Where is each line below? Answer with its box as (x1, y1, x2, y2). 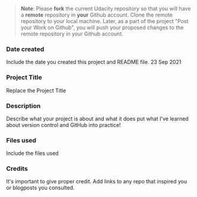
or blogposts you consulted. (6, 184, 75, 192)
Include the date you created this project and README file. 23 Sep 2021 (6, 59, 182, 66)
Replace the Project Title (6, 87, 66, 94)
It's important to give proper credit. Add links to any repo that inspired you (6, 178, 188, 185)
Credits (6, 164, 28, 173)
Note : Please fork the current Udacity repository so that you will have (20, 5, 191, 12)
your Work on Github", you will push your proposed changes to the (20, 24, 184, 31)
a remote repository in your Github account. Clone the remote (20, 11, 173, 18)
